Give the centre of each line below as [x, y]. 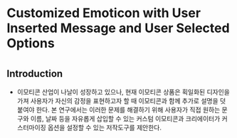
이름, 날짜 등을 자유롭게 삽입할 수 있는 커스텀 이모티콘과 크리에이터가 [125, 118]
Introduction [35, 74]
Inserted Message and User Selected [118, 28]
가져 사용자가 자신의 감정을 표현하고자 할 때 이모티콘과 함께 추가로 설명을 [117, 100]
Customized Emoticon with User [104, 13]
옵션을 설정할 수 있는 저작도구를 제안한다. [105, 127]
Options [31, 43]
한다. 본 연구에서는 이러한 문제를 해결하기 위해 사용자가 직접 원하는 [128, 110]
